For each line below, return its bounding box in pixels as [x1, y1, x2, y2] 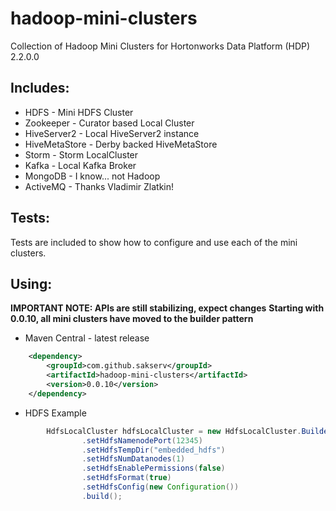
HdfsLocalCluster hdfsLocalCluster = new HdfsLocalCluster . [46, 426, 302, 436]
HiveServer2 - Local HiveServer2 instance [24, 127, 200, 139]
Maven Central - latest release [24, 332, 150, 344]
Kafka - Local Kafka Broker [24, 159, 137, 171]
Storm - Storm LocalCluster [24, 148, 139, 161]
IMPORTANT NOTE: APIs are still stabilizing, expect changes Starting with [10, 302, 325, 314]
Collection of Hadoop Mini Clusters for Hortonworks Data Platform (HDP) [10, 40, 311, 52]
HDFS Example [24, 407, 87, 419]
